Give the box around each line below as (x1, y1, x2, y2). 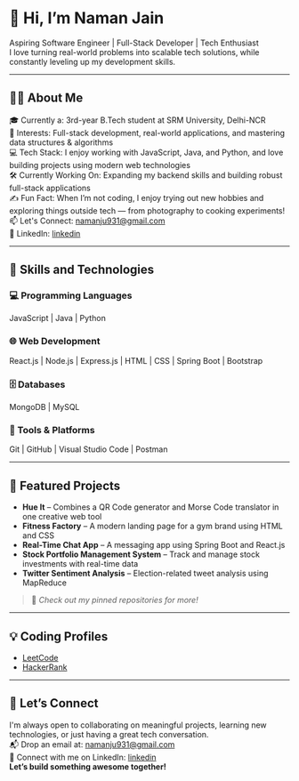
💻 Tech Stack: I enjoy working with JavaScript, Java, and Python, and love (9, 147, 284, 157)
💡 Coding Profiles (9, 629, 109, 644)
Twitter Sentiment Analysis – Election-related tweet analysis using (21, 568, 269, 579)
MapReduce (21, 577, 67, 588)
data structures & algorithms (9, 137, 114, 148)
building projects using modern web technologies (9, 159, 191, 170)
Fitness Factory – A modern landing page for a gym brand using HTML (21, 520, 283, 532)
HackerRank (21, 662, 68, 672)
